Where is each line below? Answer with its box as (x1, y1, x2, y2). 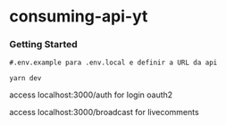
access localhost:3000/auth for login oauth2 (9, 89, 173, 100)
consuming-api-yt (9, 6, 148, 27)
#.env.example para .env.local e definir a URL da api (9, 58, 218, 68)
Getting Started (9, 38, 78, 51)
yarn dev (9, 74, 42, 83)
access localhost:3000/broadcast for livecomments (9, 107, 199, 118)
